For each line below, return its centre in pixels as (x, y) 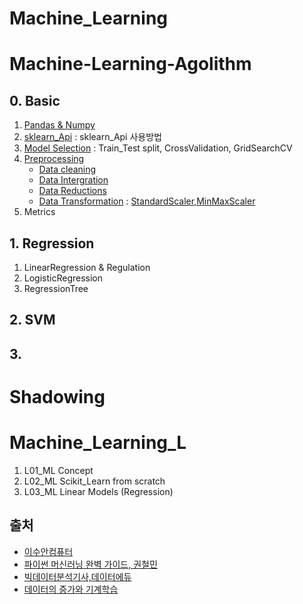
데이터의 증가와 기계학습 (71, 589)
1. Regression (52, 243)
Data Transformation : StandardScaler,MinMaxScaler (147, 201)
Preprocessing (54, 159)
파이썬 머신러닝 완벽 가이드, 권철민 (90, 564)
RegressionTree (56, 288)
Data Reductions (72, 191)
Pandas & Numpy (59, 125)
